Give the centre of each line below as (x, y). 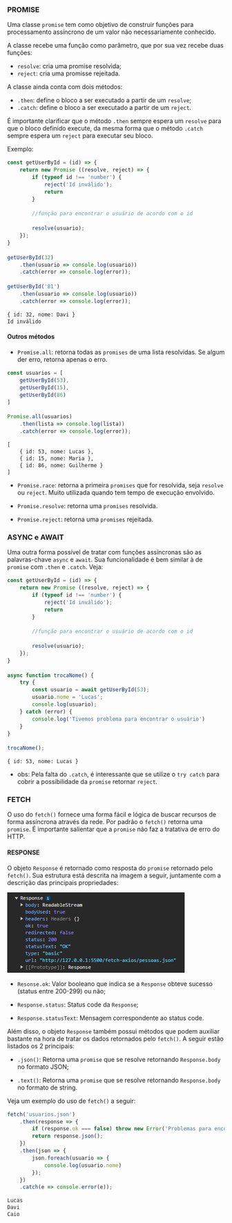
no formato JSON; (43, 1067)
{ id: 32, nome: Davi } (41, 315)
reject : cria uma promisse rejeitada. (69, 73)
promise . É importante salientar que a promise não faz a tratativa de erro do (114, 829)
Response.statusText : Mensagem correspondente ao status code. (110, 1018)
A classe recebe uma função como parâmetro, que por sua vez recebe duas (116, 46)
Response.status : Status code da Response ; (78, 1005)
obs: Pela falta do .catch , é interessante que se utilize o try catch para (118, 774)
